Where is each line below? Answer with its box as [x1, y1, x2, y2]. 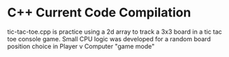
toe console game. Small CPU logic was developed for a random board [7, 34, 211, 43]
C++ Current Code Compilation [7, 5, 191, 21]
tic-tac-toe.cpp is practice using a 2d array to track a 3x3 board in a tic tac [7, 27, 222, 36]
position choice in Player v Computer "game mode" [7, 42, 155, 50]
